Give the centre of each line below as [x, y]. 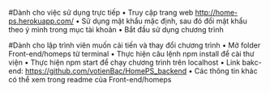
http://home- [216, 13]
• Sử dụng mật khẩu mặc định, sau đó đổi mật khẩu [161, 21]
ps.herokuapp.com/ [41, 21]
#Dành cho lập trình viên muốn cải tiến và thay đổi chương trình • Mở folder [135, 45]
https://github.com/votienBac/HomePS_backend [106, 71]
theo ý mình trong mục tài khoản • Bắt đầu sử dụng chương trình [116, 29]
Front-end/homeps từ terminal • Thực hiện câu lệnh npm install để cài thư [131, 54]
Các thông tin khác [226, 71]
